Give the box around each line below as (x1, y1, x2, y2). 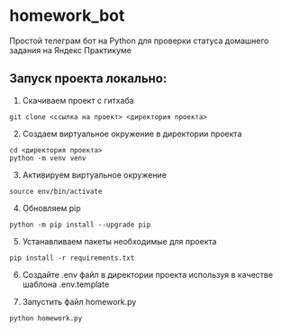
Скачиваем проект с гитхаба (22, 95, 134, 106)
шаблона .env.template (22, 279, 110, 290)
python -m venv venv (9, 153, 87, 162)
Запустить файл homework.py (22, 296, 137, 307)
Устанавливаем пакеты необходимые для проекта (22, 235, 217, 246)
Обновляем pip (22, 202, 81, 213)
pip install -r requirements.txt (9, 254, 135, 263)
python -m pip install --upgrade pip (9, 220, 151, 229)
